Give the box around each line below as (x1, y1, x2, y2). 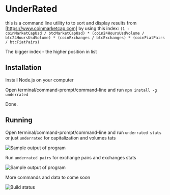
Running (5, 116, 33, 125)
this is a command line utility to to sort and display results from (5, 20, 137, 26)
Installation (5, 63, 42, 72)
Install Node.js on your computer (5, 77, 74, 83)
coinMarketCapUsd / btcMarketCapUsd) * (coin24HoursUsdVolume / (5, 31, 145, 36)
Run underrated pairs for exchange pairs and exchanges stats (5, 154, 136, 160)
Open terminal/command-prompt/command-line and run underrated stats (5, 129, 162, 135)
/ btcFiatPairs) (5, 39, 40, 45)
